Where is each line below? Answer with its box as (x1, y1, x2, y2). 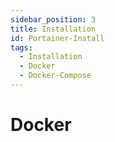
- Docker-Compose (19, 71, 92, 81)
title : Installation (10, 24, 97, 34)
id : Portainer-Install (10, 33, 105, 43)
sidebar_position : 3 (10, 14, 97, 25)
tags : (10, 42, 33, 53)
